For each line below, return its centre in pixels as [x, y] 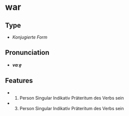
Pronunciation [27, 53]
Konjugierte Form [30, 37]
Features [19, 81]
